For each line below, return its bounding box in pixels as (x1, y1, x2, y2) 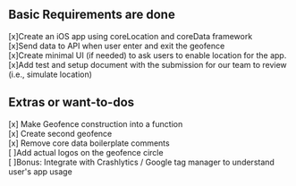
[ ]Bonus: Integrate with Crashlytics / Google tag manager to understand (8, 156, 275, 167)
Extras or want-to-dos (8, 95, 135, 110)
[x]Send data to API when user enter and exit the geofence (8, 40, 225, 51)
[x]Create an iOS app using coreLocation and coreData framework (8, 30, 253, 41)
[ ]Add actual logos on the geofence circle (8, 147, 164, 157)
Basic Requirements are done (8, 7, 175, 22)
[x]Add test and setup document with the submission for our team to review (8, 59, 287, 70)
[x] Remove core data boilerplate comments (8, 138, 171, 148)
